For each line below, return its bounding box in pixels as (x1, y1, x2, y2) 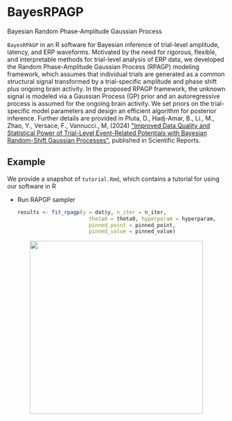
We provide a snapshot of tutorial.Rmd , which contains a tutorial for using (7, 174, 220, 183)
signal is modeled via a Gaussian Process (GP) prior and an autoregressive (7, 91, 220, 100)
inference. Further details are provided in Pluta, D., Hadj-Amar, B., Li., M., (7, 114, 215, 122)
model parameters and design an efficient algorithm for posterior (31, 107, 217, 115)
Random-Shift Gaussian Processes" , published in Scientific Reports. (7, 136, 201, 144)
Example (7, 156, 46, 168)
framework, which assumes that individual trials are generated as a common (7, 70, 225, 78)
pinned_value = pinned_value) (89, 228, 176, 235)
